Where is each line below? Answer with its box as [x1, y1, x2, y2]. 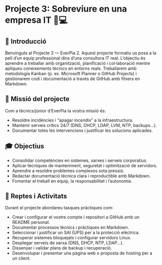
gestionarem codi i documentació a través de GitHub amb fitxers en [5, 76, 140, 81]
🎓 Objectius [5, 142, 45, 151]
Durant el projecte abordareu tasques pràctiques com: [5, 205, 113, 211]
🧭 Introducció [5, 37, 47, 46]
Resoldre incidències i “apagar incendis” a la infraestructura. [12, 117, 133, 123]
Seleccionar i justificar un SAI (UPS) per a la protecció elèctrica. [12, 230, 140, 235]
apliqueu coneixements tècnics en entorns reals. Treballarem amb [5, 65, 137, 71]
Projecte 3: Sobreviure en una [5, 3, 127, 15]
